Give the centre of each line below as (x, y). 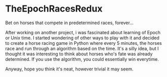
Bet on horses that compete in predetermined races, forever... (69, 23)
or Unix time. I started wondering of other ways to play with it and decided (82, 38)
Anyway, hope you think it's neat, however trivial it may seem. (69, 69)
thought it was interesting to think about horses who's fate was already (79, 54)
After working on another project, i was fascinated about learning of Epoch (83, 32)
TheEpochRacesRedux (54, 9)
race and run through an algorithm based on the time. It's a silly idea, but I (82, 48)
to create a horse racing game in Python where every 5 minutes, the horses (84, 43)
